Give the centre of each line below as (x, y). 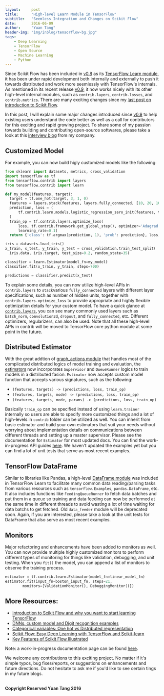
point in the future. (24, 332)
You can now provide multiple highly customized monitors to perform (74, 552)
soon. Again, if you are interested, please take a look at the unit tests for (77, 515)
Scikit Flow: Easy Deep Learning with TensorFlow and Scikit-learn (78, 634)
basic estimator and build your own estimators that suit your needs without (80, 425)
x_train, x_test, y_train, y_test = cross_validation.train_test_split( (81, 249)
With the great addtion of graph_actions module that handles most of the (78, 359)
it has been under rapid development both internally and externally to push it (82, 79)
